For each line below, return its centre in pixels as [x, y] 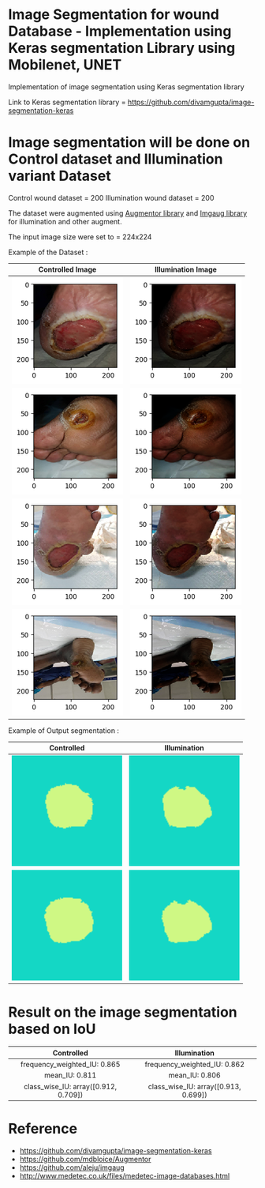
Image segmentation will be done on [129, 143]
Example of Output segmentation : [64, 730]
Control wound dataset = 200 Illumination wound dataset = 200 [111, 197]
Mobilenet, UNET [65, 65]
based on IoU [52, 1029]
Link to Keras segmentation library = [67, 102]
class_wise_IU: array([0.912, [70, 1086]
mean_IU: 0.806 [194, 1075]
